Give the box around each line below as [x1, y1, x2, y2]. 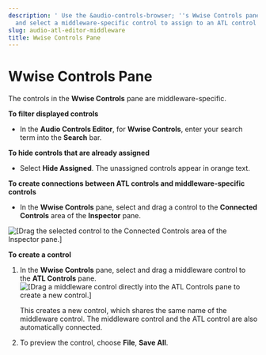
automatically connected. [19, 323, 103, 332]
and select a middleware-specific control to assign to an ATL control [15, 19, 257, 27]
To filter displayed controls [8, 109, 99, 119]
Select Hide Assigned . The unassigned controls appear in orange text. [19, 164, 251, 173]
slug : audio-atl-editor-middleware [8, 26, 126, 34]
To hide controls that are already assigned [8, 148, 150, 158]
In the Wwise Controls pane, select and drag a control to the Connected [19, 202, 257, 212]
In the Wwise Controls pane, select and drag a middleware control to [19, 266, 246, 275]
